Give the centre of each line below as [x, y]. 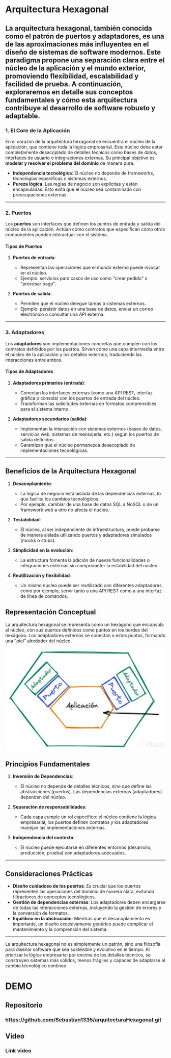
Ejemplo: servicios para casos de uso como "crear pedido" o [84, 279]
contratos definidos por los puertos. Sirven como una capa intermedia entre [85, 349]
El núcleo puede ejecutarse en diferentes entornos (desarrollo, [86, 847]
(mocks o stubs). [38, 540]
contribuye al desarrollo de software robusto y [80, 108]
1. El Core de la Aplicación [38, 130]
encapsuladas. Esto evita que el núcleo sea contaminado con [77, 189]
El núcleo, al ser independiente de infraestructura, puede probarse [90, 530]
